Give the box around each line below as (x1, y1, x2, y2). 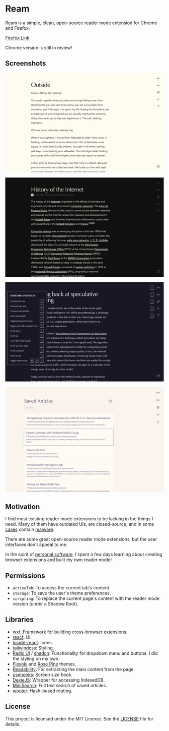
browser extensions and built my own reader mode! (5, 557, 112, 563)
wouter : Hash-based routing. (12, 688, 73, 694)
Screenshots (5, 59, 46, 68)
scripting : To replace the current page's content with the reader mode (12, 595, 160, 601)
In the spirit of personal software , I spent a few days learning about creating (5, 552, 162, 558)
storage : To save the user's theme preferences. (12, 590, 111, 596)
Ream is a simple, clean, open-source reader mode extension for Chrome (5, 20, 157, 26)
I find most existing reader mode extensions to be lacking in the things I (5, 516, 153, 522)
